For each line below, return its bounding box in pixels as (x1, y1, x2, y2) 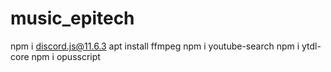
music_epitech (10, 7, 135, 30)
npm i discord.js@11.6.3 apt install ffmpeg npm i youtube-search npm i (10, 40, 300, 52)
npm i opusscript (31, 50, 101, 62)
